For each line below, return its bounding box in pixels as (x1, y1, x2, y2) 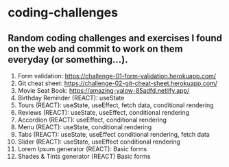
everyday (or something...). (8, 54, 129, 65)
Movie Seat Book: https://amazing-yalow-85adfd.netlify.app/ (17, 87, 190, 94)
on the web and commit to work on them (8, 43, 184, 54)
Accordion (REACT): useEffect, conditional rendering (17, 115, 167, 124)
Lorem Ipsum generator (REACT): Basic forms (17, 145, 147, 153)
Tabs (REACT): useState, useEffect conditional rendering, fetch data (17, 131, 210, 138)
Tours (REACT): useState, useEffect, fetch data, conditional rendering (17, 101, 215, 109)
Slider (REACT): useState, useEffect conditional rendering (17, 137, 181, 146)
